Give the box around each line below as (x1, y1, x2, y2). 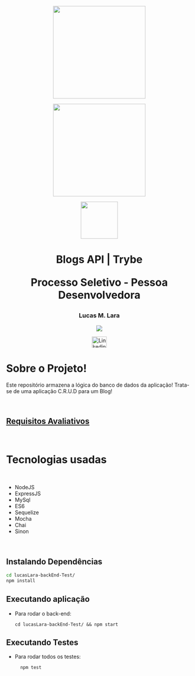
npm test (20, 665, 42, 671)
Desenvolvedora (58, 288, 141, 302)
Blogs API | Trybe (56, 253, 143, 266)
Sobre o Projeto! (6, 362, 87, 375)
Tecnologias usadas (6, 452, 107, 466)
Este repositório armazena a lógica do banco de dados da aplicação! (6, 381, 173, 388)
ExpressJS (14, 490, 41, 498)
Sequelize (14, 509, 40, 516)
